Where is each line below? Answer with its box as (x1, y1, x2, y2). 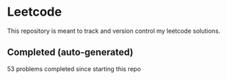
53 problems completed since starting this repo (7, 64, 141, 72)
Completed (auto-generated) (7, 46, 134, 58)
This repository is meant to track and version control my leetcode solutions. (7, 27, 221, 35)
